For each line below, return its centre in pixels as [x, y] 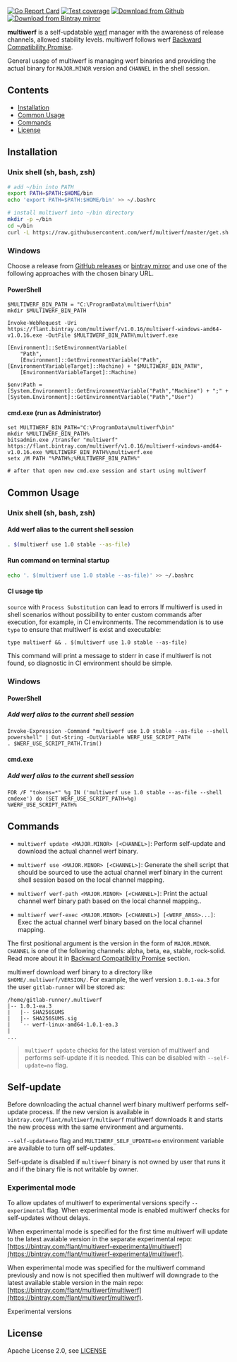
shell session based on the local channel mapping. [91, 880]
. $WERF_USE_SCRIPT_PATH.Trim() [55, 744]
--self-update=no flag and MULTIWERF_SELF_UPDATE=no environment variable [116, 1140]
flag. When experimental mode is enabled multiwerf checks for [138, 1210]
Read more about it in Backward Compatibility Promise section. [99, 958]
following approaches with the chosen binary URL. [80, 273]
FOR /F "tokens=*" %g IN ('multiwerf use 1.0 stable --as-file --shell [115, 793]
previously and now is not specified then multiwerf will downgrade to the [113, 1275]
